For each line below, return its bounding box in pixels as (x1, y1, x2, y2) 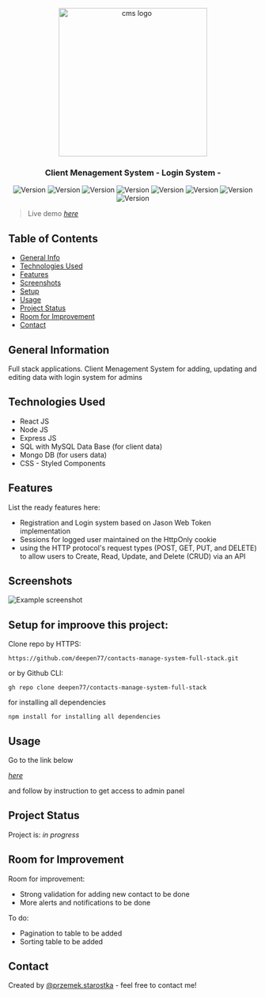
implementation (19, 526, 71, 536)
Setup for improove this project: (8, 618, 168, 632)
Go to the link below (8, 755, 74, 765)
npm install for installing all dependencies (8, 713, 161, 721)
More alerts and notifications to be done (19, 897, 151, 907)
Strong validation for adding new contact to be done (19, 889, 190, 898)
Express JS (19, 433, 57, 442)
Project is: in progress (8, 829, 80, 839)
